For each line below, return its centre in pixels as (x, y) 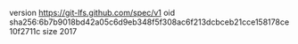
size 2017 (60, 31)
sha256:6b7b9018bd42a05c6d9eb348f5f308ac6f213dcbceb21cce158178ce (149, 22)
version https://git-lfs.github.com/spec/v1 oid (92, 13)
